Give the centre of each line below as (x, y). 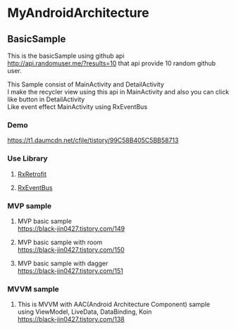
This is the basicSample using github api (66, 56)
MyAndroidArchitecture (78, 13)
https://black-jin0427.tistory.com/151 (70, 271)
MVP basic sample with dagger (63, 263)
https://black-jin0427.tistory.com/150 (71, 249)
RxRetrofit (32, 174)
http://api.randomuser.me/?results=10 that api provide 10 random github (112, 63)
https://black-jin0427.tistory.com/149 (71, 228)
